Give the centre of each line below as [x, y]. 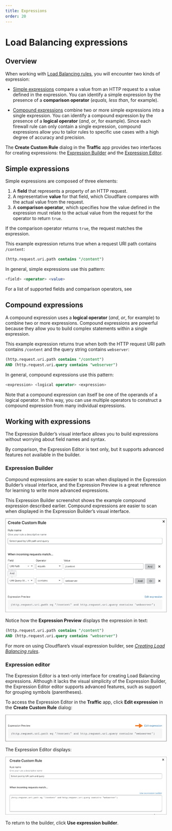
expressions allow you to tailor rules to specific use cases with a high [86, 132]
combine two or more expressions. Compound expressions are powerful [81, 323]
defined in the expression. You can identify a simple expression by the [87, 95]
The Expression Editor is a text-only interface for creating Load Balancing [83, 676]
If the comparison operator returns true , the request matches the [74, 228]
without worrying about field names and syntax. [56, 439]
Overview [21, 61]
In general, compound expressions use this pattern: [60, 375]
